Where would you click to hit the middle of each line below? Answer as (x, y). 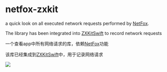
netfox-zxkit (32, 9)
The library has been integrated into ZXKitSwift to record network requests (83, 33)
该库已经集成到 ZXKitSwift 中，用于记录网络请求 (54, 54)
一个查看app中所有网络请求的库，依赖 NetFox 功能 (57, 44)
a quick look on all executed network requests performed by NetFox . (77, 23)
